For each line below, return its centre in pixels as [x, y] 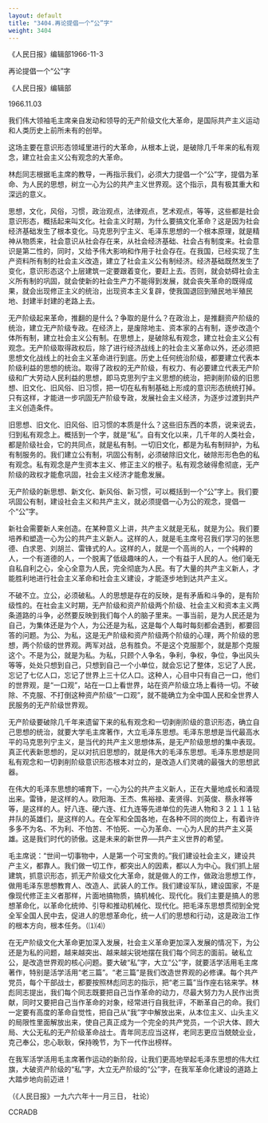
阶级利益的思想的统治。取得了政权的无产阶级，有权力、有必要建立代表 [124, 368]
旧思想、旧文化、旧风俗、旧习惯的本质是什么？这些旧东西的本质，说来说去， [134, 425]
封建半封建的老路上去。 [61, 301]
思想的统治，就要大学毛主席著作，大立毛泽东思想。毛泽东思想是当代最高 [134, 732]
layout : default [35, 16]
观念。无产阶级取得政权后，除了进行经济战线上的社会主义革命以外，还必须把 [134, 348]
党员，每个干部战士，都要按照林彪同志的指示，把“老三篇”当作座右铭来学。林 [134, 983]
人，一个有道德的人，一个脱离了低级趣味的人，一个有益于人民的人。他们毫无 [134, 559]
